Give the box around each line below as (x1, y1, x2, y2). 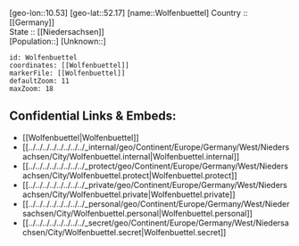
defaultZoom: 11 (9, 77, 70, 86)
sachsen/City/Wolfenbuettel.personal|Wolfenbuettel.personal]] (21, 208, 253, 218)
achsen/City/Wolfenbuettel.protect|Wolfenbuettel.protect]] (21, 169, 238, 181)
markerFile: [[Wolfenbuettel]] (9, 69, 126, 78)
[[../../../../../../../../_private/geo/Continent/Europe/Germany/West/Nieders (21, 179, 288, 190)
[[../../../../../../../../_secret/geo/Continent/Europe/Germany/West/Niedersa (21, 217, 290, 228)
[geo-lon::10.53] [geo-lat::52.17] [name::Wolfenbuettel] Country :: (9, 8, 248, 18)
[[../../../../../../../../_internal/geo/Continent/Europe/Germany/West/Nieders (21, 142, 290, 152)
